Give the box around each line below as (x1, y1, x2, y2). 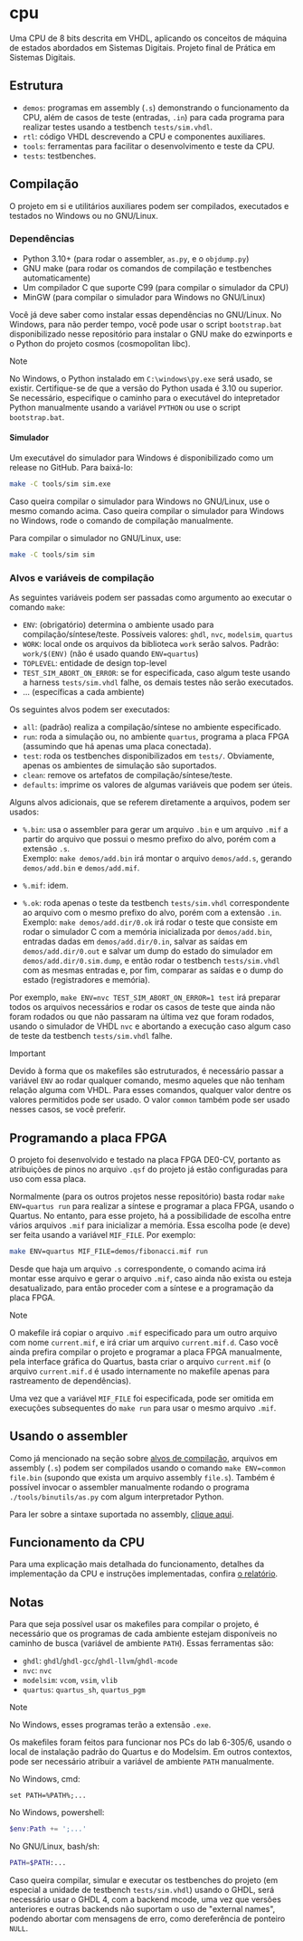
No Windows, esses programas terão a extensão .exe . (9, 1719, 212, 1730)
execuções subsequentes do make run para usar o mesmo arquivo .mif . (9, 1402, 277, 1413)
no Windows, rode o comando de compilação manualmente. (9, 515, 233, 526)
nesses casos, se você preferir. (9, 1104, 127, 1115)
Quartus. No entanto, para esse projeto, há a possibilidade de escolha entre (9, 1210, 291, 1221)
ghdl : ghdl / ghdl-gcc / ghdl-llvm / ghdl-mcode (22, 1655, 178, 1667)
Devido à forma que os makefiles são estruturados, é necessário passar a (9, 1066, 284, 1077)
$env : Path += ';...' (9, 1824, 88, 1834)
